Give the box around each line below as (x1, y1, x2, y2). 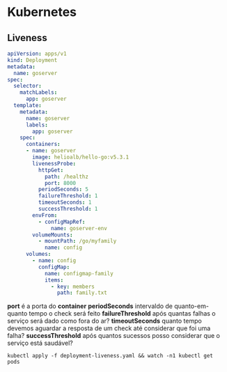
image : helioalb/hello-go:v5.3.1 (32, 154, 130, 161)
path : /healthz (44, 173, 89, 180)
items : (44, 276, 64, 284)
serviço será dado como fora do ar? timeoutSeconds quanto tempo (7, 317, 202, 325)
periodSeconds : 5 (38, 186, 89, 193)
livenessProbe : (32, 160, 77, 167)
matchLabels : (19, 89, 58, 96)
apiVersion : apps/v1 (7, 50, 68, 57)
